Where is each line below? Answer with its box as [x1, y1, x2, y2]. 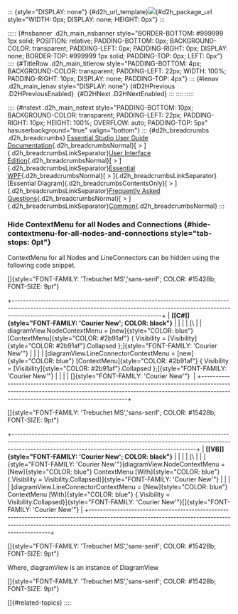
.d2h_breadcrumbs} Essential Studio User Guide [7, 134, 149, 142]
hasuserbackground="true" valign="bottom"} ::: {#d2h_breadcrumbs [7, 126, 210, 135]
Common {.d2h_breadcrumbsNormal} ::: [109, 202, 225, 210]
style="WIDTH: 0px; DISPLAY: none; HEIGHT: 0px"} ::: [7, 15, 166, 24]
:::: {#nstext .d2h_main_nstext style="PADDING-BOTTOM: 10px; [7, 103, 194, 112]
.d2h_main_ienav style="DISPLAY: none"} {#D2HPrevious [7, 82, 175, 90]
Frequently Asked [109, 187, 161, 195]
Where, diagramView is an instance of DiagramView [7, 563, 159, 572]
